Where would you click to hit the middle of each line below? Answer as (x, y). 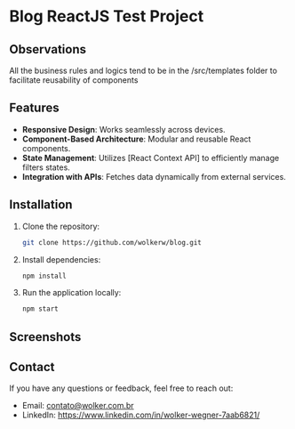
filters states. (46, 167)
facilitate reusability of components (74, 80)
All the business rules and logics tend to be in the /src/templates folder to (144, 70)
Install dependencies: (61, 259)
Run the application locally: (72, 293)
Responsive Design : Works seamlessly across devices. (124, 129)
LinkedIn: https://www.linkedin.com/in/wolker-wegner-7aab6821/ (141, 415)
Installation (41, 205)
